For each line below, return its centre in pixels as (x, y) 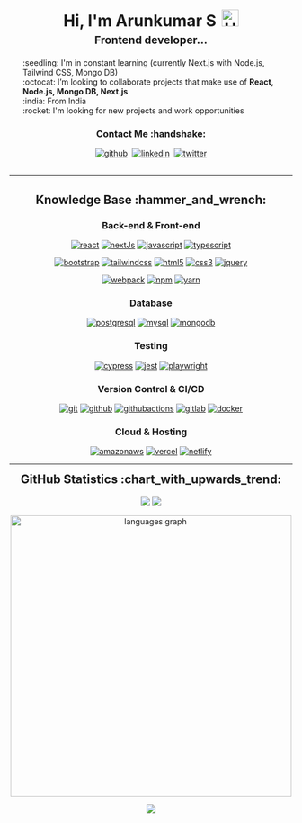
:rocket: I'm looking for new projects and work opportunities (133, 111)
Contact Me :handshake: (151, 134)
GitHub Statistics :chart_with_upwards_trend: (151, 480)
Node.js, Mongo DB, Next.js (75, 92)
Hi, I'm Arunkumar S (140, 21)
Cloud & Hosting (151, 432)
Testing (151, 346)
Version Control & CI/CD (151, 389)
